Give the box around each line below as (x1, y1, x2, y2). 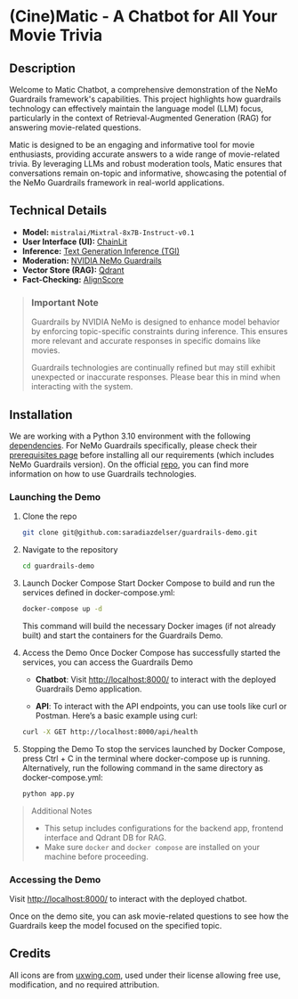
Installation (9, 407, 73, 422)
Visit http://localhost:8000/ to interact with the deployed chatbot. (9, 893, 247, 904)
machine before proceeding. (44, 851, 149, 862)
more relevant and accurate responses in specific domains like (30, 336, 261, 347)
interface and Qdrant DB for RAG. (44, 831, 167, 843)
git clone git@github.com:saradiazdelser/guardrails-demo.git (21, 528, 258, 537)
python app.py (21, 789, 75, 798)
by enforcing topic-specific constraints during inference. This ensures (30, 326, 288, 337)
